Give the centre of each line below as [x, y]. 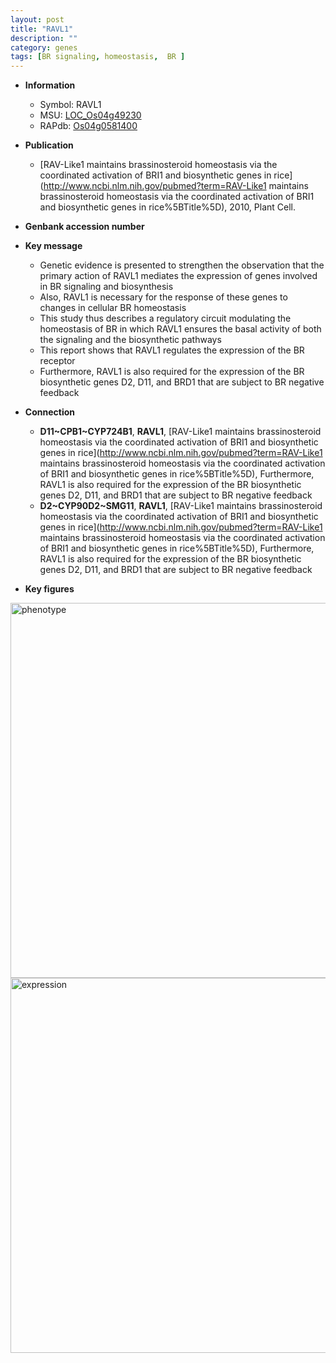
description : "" [44, 38]
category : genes [44, 47]
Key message [53, 246]
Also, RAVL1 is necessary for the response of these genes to [163, 297]
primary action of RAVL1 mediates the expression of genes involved [178, 276]
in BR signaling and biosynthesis [106, 287]
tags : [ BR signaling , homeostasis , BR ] [98, 57]
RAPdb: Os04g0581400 [88, 126]
